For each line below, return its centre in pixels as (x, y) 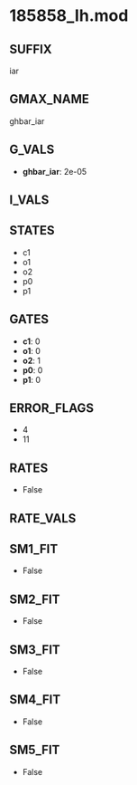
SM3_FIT (35, 650)
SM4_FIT (35, 699)
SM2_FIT (35, 599)
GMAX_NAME (50, 99)
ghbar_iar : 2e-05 (55, 171)
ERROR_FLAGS (52, 408)
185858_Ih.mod (69, 16)
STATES (32, 230)
